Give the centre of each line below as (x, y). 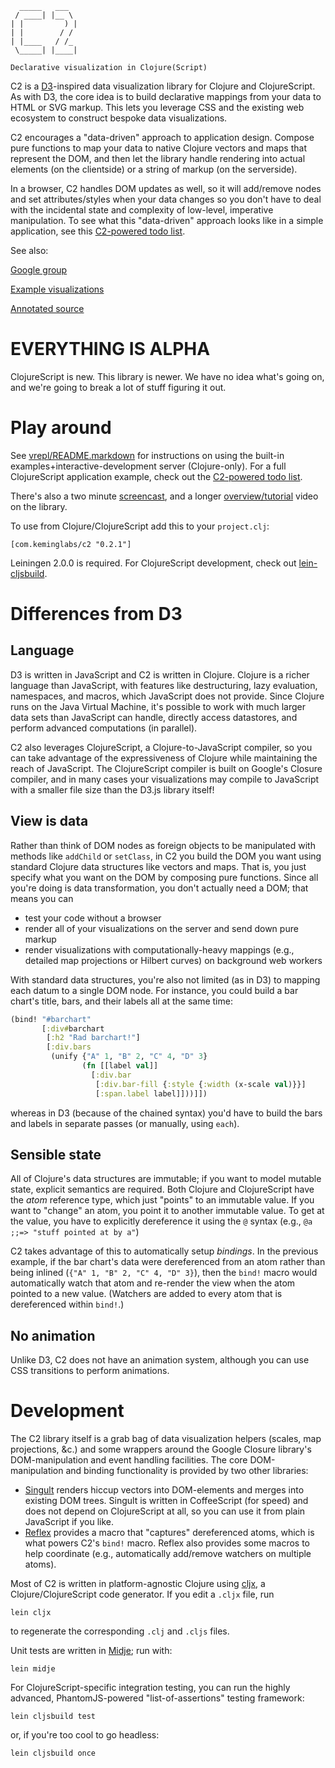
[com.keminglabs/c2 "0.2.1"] (71, 544)
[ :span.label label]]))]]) (151, 1093)
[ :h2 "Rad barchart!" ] (93, 1038)
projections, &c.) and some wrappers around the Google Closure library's (161, 1449)
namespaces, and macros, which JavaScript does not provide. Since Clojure (167, 696)
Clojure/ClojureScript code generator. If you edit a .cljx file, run (142, 1594)
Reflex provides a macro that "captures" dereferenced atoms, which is (169, 1533)
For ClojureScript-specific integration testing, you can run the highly (150, 1688)
